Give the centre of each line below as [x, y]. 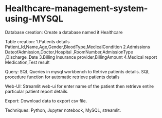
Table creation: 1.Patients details [37, 41]
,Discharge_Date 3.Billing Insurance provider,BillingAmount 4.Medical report [81, 57]
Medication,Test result [27, 62]
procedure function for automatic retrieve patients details [63, 77]
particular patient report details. [37, 91]
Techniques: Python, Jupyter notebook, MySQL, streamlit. [63, 110]
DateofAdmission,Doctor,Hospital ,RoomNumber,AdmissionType [69, 52]
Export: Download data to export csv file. [46, 101]
